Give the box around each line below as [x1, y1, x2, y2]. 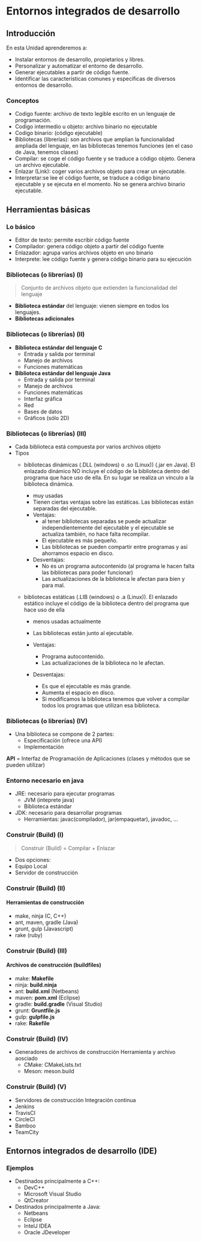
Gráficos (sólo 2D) [23, 414, 70, 421]
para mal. [41, 582, 65, 589]
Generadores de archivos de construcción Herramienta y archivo [14, 1049, 176, 1056]
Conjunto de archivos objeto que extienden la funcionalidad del [20, 284, 178, 292]
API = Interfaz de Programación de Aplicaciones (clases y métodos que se [6, 755, 191, 762]
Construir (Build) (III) [6, 946, 67, 955]
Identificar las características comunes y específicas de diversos [14, 75, 176, 82]
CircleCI [14, 1115, 35, 1123]
